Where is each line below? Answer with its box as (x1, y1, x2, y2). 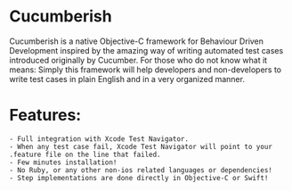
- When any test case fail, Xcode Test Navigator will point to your (9, 142, 273, 151)
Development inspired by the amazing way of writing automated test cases (9, 45, 284, 55)
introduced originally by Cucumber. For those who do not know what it (9, 54, 268, 65)
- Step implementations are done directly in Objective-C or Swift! (9, 173, 269, 182)
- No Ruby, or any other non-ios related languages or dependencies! (9, 165, 273, 175)
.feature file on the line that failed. (9, 150, 162, 159)
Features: (9, 105, 82, 126)
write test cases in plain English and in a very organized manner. (9, 73, 245, 84)
